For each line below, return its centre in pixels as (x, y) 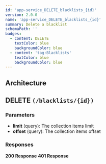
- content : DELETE (30, 39)
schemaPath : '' (21, 29)
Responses (20, 145)
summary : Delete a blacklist (36, 24)
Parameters (20, 114)
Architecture (26, 83)
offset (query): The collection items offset (57, 131)
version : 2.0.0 (21, 15)
